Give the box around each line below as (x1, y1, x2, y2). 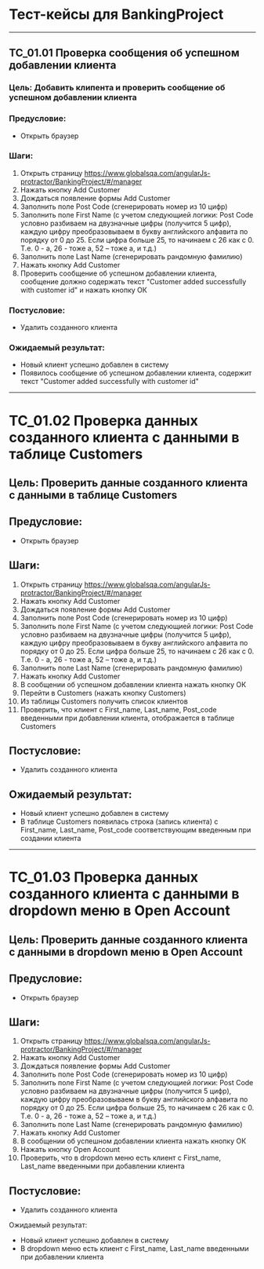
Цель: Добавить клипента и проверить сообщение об (9, 82, 226, 93)
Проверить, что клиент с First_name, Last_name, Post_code (20, 704, 218, 714)
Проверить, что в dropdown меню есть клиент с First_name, (20, 1153, 222, 1163)
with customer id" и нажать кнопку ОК (20, 285, 147, 294)
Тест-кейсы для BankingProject (9, 5, 224, 24)
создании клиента (20, 834, 81, 843)
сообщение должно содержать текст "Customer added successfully (20, 276, 247, 286)
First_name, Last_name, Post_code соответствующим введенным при (20, 825, 251, 835)
